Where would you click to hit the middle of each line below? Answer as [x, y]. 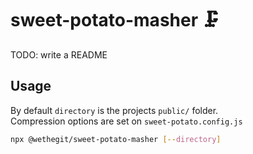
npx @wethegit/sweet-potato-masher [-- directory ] [116, 139]
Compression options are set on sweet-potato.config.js [126, 121]
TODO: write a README [59, 54]
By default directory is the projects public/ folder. [114, 110]
